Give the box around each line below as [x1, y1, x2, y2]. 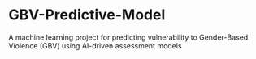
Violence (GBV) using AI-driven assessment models [8, 40, 182, 50]
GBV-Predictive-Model [8, 6, 166, 24]
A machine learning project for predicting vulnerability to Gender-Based [8, 32, 249, 42]
